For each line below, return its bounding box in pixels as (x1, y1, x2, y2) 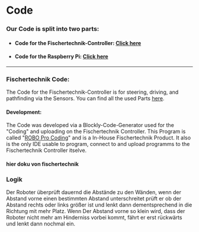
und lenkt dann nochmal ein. (6, 220, 76, 227)
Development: (6, 108, 42, 116)
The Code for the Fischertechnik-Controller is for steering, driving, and (6, 88, 179, 96)
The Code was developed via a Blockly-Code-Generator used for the (6, 122, 175, 129)
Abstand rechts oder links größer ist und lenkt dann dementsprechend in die (6, 201, 192, 208)
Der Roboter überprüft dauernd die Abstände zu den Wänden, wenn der (6, 189, 182, 196)
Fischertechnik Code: (6, 75, 70, 83)
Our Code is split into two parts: (6, 25, 99, 33)
